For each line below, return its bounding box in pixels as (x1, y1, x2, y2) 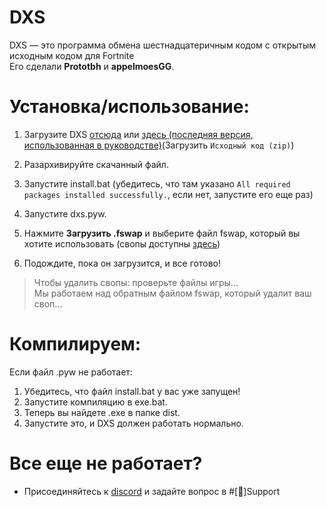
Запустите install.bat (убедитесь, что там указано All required (23, 177, 291, 190)
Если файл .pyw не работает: (9, 366, 133, 378)
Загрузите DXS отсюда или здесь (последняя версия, (23, 128, 254, 140)
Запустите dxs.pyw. (23, 207, 107, 220)
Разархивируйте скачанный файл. (23, 158, 169, 170)
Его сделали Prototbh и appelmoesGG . (9, 60, 175, 72)
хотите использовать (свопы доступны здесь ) (23, 237, 221, 250)
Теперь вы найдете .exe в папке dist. (23, 406, 181, 418)
